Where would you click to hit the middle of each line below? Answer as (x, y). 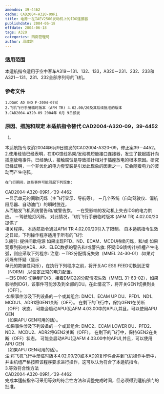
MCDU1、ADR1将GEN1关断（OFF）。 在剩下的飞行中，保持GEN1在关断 (75, 302)
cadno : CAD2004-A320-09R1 (31, 14)
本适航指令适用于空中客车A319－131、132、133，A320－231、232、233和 (80, 71)
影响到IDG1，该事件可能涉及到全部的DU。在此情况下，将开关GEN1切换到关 (80, 284)
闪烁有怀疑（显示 (22, 259)
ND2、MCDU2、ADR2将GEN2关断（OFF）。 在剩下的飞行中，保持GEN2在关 (81, 332)
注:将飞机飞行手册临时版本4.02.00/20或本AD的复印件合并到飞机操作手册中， (82, 356)
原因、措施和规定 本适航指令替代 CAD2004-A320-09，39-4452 (82, 127)
